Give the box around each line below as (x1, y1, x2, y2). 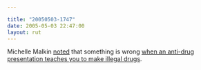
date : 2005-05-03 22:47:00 (7, 22, 85, 30)
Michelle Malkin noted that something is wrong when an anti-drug (7, 47, 195, 56)
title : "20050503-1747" (7, 16, 76, 23)
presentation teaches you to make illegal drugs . (7, 55, 142, 63)
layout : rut (7, 29, 41, 36)
